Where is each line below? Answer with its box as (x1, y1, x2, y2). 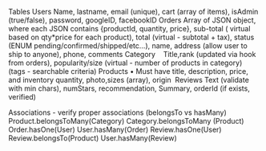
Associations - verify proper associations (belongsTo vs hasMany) (8, 108, 227, 117)
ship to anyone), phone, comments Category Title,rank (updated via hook (8, 50, 256, 59)
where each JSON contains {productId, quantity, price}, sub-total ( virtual (8, 24, 251, 33)
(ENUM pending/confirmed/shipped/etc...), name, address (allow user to (8, 41, 248, 51)
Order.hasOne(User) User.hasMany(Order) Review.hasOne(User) (8, 124, 222, 134)
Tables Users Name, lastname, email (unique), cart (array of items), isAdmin (8, 7, 259, 16)
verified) (8, 92, 36, 101)
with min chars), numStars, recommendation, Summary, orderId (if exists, (8, 84, 250, 93)
